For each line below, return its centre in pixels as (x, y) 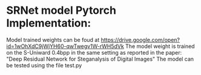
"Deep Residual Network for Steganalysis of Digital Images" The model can (100, 59)
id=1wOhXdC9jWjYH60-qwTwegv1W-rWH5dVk (65, 46)
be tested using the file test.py (44, 65)
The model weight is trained (160, 46)
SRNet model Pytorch (61, 10)
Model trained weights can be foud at (53, 40)
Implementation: (49, 23)
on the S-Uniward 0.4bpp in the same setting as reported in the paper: (94, 52)
